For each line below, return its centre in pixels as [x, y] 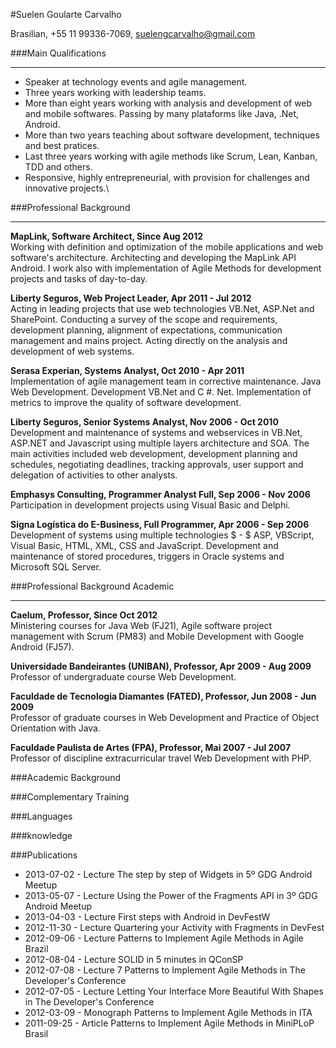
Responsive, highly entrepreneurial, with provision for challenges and [167, 177]
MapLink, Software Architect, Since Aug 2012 [107, 236]
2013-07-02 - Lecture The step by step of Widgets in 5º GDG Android [168, 874]
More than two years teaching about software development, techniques [172, 135]
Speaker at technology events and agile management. [136, 82]
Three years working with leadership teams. [115, 92]
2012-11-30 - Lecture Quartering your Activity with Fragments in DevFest [174, 927]
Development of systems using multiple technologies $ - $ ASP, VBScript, [162, 535]
